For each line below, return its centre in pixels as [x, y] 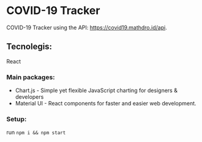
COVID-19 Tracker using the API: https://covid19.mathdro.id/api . [87, 27]
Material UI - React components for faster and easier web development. [106, 104]
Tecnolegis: [29, 47]
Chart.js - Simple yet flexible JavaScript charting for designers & [96, 91]
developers [29, 97]
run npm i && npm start [36, 132]
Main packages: [31, 77]
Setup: [17, 119]
